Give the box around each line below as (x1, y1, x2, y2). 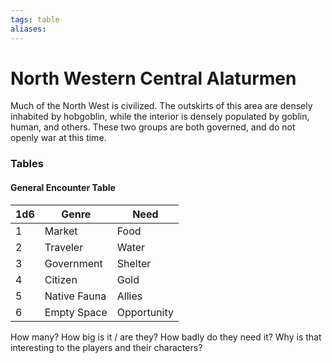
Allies (116, 289, 143, 303)
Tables (10, 157, 44, 171)
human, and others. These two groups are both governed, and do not (10, 121, 296, 133)
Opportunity (116, 305, 174, 319)
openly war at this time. (10, 132, 107, 144)
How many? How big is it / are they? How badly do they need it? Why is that (10, 331, 322, 343)
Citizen (44, 272, 78, 286)
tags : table (10, 14, 60, 25)
